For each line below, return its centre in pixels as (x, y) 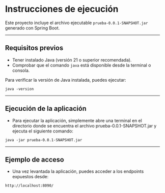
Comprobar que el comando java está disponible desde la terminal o (82, 65)
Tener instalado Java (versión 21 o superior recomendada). (72, 60)
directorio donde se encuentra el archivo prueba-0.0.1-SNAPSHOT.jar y (84, 126)
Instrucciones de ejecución (62, 9)
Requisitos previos (34, 48)
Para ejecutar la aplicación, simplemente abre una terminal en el (77, 120)
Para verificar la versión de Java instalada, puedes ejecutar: (66, 80)
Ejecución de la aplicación (46, 109)
